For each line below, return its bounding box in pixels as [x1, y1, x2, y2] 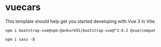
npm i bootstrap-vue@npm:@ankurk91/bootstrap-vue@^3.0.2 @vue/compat [5, 28, 156, 33]
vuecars [5, 2, 41, 13]
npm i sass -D [5, 37, 36, 42]
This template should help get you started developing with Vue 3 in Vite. [5, 18, 156, 24]
